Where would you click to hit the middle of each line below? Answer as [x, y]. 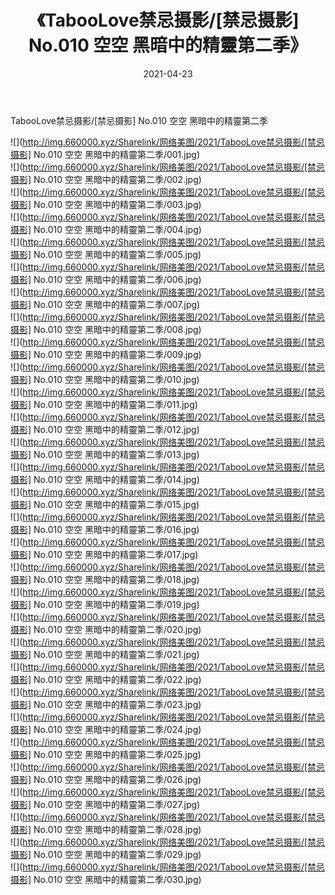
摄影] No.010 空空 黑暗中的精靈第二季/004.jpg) [106, 229]
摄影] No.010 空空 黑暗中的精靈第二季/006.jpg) [106, 279]
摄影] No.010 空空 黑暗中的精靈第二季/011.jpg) [104, 404]
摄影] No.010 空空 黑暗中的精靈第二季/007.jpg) [105, 304]
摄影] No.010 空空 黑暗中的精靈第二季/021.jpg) [105, 654]
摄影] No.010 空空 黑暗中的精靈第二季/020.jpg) [106, 629]
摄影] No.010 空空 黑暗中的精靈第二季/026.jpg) [106, 779]
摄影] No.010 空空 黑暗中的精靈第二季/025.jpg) [106, 754]
